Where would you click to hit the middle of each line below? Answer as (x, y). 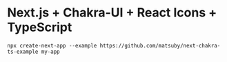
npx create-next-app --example (52, 45)
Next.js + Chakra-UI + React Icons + (112, 13)
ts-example (23, 52)
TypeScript (40, 27)
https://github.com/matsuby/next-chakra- (160, 45)
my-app (50, 52)
